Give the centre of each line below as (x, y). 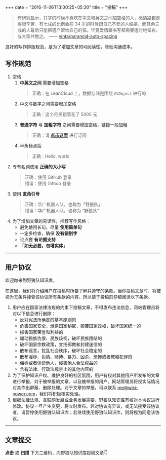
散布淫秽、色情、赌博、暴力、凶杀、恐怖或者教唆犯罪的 (76, 356)
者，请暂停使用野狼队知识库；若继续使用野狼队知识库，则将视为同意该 (84, 412)
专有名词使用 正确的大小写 (39, 166)
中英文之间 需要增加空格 (44, 82)
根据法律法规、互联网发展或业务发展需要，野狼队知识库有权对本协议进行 (86, 400)
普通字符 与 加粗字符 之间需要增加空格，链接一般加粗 (73, 124)
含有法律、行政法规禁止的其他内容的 (57, 369)
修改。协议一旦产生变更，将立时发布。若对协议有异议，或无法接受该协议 (86, 406)
